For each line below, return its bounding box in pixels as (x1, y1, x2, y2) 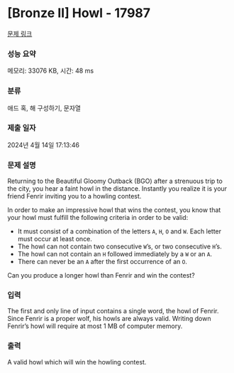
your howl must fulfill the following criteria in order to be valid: (7, 214, 189, 222)
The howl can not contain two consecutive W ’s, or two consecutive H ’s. (17, 242, 222, 251)
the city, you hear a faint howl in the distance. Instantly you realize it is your (7, 184, 228, 193)
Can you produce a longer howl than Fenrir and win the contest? (7, 271, 195, 280)
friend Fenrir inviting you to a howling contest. (7, 192, 142, 201)
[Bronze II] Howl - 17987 (7, 5, 151, 21)
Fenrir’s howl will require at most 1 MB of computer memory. (7, 322, 183, 330)
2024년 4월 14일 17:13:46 (7, 140, 80, 149)
